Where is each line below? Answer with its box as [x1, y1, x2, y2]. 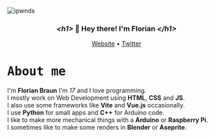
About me [7, 64, 66, 79]
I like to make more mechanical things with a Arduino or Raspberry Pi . [7, 116, 209, 124]
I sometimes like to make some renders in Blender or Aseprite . [7, 123, 187, 132]
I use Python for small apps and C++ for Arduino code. [7, 108, 165, 117]
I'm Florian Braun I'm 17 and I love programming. [7, 87, 147, 95]
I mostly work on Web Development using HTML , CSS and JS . [7, 94, 185, 102]
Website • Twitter [91, 40, 142, 48]
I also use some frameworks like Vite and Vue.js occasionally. [7, 101, 185, 110]
